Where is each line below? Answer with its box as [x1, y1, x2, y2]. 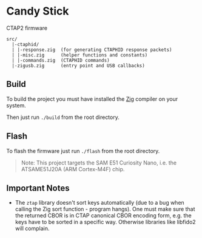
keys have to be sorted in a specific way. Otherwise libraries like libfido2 [15, 219, 196, 226]
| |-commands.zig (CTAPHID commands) [12, 57, 110, 63]
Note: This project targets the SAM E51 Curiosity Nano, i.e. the [21, 159, 177, 166]
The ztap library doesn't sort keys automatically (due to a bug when [15, 199, 185, 206]
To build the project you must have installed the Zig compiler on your [6, 95, 178, 103]
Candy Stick [6, 4, 69, 18]
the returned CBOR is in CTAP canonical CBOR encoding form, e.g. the [15, 212, 192, 219]
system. [6, 101, 26, 109]
